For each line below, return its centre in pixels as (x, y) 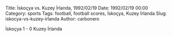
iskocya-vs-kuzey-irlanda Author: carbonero (52, 19)
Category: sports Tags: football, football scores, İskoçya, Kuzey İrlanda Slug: (86, 13)
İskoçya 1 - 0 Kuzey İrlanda (34, 29)
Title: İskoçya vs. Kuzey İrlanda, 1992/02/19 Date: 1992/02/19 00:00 (77, 8)
